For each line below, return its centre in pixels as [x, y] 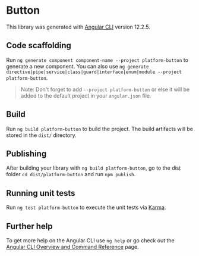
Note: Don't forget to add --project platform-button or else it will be [105, 89]
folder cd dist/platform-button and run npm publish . [71, 174]
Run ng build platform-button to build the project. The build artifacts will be [100, 129]
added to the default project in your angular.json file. [86, 95]
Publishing [26, 153]
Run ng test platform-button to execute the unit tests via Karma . [86, 207]
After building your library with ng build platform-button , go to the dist [94, 168]
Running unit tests [41, 193]
